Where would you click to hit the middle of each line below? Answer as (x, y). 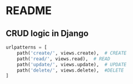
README (29, 11)
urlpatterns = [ (26, 47)
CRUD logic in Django (47, 33)
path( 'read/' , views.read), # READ (64, 59)
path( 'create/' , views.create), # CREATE (72, 53)
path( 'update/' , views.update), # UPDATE (72, 64)
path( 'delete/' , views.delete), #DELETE (70, 70)
